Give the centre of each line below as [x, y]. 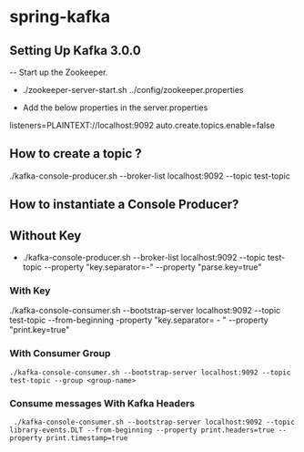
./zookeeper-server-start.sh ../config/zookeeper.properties [133, 90]
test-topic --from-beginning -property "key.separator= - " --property [139, 320]
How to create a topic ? [76, 154]
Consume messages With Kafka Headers [102, 403]
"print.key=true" [40, 330]
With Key [30, 291]
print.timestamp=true [87, 438]
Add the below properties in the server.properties [115, 108]
